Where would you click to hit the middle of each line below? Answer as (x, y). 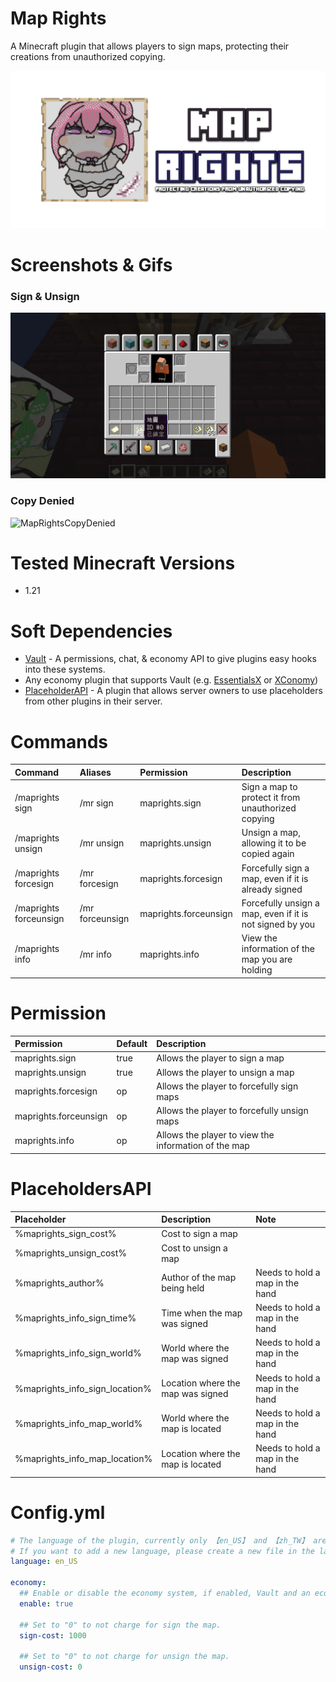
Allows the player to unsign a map (225, 1072)
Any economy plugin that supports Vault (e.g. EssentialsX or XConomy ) (171, 680)
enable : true (46, 1603)
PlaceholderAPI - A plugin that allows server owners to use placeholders (173, 691)
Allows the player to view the (215, 1135)
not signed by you (278, 924)
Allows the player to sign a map (220, 1058)
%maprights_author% (59, 1283)
